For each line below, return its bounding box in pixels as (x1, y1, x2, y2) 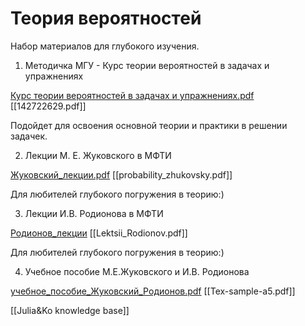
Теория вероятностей (10, 7, 202, 30)
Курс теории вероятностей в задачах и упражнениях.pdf (10, 89, 255, 101)
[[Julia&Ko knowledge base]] (10, 304, 130, 316)
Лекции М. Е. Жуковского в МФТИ (24, 149, 172, 161)
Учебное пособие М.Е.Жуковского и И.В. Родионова (24, 265, 250, 277)
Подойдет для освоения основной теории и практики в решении (10, 119, 288, 131)
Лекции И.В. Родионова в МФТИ (24, 207, 164, 219)
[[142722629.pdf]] (10, 100, 87, 112)
